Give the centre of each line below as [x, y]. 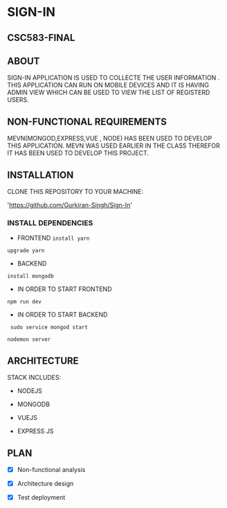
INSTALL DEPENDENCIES [50, 222]
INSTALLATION [40, 175]
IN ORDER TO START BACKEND [62, 315]
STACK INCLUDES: [34, 378]
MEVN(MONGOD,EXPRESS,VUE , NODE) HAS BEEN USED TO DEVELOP [110, 139]
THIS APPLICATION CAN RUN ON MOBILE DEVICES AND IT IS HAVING [108, 85]
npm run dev [24, 302]
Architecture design [45, 483]
